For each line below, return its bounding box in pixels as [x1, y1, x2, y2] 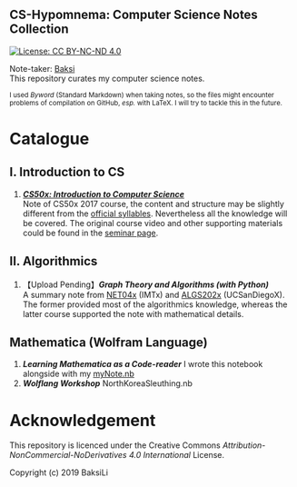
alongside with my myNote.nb [22, 368, 134, 380]
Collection [9, 22, 69, 37]
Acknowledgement [9, 410, 156, 431]
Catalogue [9, 129, 90, 149]
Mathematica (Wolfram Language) [9, 335, 208, 351]
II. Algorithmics [9, 253, 98, 269]
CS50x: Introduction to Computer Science [22, 188, 184, 199]
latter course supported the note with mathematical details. [22, 308, 244, 319]
